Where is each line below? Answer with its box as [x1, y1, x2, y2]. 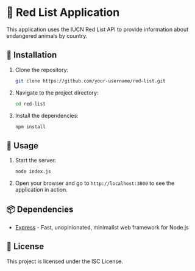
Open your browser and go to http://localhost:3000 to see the [15, 179, 175, 187]
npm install [15, 123, 46, 130]
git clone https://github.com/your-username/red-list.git [15, 78, 166, 84]
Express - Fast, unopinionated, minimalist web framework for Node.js [15, 223, 189, 231]
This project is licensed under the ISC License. [6, 258, 123, 265]
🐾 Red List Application [6, 5, 120, 20]
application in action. [15, 186, 68, 193]
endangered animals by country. [6, 32, 88, 39]
